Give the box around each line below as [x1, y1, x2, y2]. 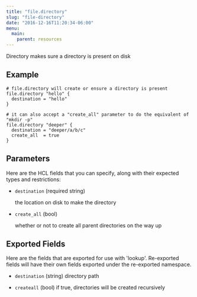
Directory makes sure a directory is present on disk [6, 53, 131, 59]
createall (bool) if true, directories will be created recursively [14, 284, 166, 291]
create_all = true [11, 132, 60, 138]
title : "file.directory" [6, 8, 67, 15]
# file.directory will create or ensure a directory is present [6, 86, 168, 91]
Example [6, 69, 39, 80]
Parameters [6, 154, 50, 164]
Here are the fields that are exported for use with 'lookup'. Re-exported [6, 255, 179, 262]
